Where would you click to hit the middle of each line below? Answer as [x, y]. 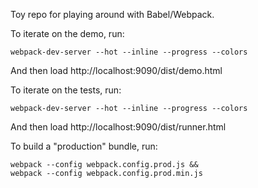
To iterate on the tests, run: [66, 90]
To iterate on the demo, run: [67, 33]
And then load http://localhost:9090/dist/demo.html [116, 70]
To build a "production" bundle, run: [84, 146]
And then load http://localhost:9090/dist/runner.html [118, 127]
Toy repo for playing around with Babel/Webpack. [112, 14]
